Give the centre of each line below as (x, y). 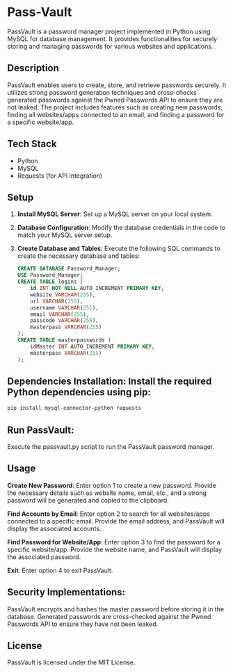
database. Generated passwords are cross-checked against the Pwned (109, 616)
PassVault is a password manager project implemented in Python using (109, 31)
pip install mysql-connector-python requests (74, 408)
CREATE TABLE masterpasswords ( (64, 340)
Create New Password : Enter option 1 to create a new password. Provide (112, 485)
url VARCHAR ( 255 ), (57, 301)
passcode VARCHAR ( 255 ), (64, 321)
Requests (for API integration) (60, 176)
